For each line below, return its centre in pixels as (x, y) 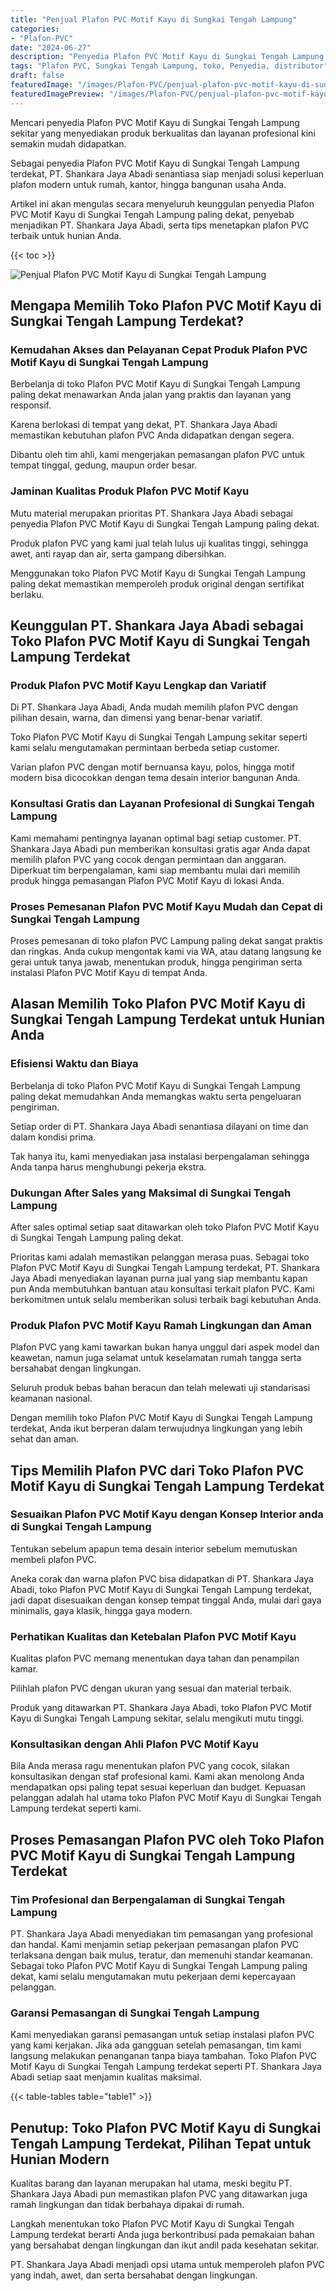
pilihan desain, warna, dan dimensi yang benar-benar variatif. (136, 718)
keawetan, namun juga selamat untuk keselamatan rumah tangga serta (156, 1358)
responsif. (31, 405)
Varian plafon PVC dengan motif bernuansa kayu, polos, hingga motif (152, 767)
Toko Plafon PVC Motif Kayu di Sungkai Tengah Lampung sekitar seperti (159, 737)
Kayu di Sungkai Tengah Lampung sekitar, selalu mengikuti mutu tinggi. (157, 1718)
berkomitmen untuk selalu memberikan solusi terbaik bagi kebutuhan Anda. (166, 1299)
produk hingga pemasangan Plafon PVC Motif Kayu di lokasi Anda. (147, 880)
